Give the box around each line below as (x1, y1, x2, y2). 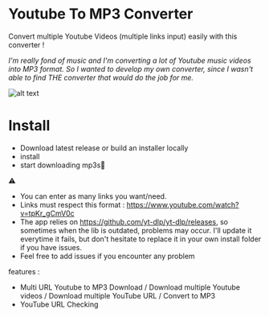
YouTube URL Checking (19, 299, 99, 309)
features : (8, 266, 40, 276)
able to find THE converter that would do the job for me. (8, 72, 194, 82)
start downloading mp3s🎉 (19, 160, 106, 170)
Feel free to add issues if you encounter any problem (19, 251, 195, 261)
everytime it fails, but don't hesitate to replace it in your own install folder (19, 234, 262, 244)
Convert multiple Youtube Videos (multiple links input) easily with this (8, 31, 238, 41)
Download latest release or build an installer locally (19, 142, 189, 153)
